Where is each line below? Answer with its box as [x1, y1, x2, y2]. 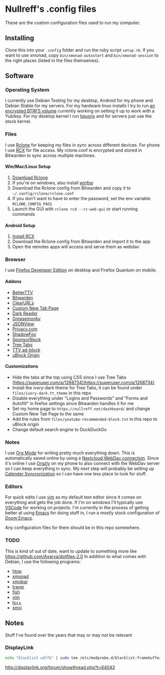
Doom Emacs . [5, 515, 33, 521]
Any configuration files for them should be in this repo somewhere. [5, 525, 140, 530]
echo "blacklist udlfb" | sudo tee [5, 655, 78, 660]
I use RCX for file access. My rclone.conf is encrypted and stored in [5, 147, 142, 153]
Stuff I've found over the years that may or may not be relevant [5, 632, 133, 638]
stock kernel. [5, 118, 31, 124]
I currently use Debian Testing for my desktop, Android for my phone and [5, 97, 153, 104]
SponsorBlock [12, 336, 41, 342]
